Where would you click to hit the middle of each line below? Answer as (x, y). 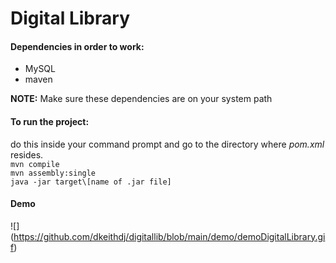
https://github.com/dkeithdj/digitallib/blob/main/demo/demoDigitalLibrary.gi (169, 236)
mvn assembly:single (53, 173)
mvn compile (35, 164)
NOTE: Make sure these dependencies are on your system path (141, 99)
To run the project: (50, 121)
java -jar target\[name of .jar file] (91, 182)
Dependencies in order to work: (77, 46)
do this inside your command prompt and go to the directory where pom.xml (167, 144)
